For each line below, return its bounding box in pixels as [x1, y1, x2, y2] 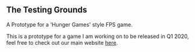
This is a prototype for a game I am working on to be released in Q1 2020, [6, 33, 189, 40]
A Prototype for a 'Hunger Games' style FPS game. [6, 21, 133, 28]
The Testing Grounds [6, 5, 88, 15]
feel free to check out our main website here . [6, 39, 118, 46]
